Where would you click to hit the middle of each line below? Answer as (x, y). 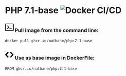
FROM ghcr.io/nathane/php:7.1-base (41, 68)
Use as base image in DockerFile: (54, 58)
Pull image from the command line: (56, 30)
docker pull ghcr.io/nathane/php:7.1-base (49, 41)
